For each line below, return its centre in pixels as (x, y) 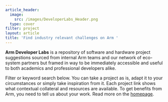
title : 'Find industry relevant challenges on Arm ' (62, 38)
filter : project (22, 29)
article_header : (22, 10)
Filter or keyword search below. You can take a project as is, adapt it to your (84, 78)
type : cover (22, 24)
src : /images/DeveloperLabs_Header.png (56, 19)
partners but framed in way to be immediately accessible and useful (92, 63)
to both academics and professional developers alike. (61, 68)
